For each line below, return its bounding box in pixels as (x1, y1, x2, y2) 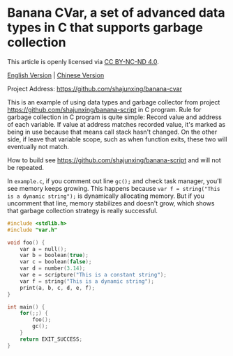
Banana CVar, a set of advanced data (7, 5, 225, 21)
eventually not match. (7, 142, 70, 150)
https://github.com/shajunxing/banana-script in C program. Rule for (7, 105, 202, 114)
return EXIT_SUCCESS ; (20, 336, 82, 343)
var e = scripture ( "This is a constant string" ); (20, 272, 167, 279)
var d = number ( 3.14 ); (20, 265, 86, 272)
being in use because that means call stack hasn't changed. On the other (7, 127, 218, 136)
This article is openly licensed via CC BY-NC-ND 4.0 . (7, 57, 159, 65)
